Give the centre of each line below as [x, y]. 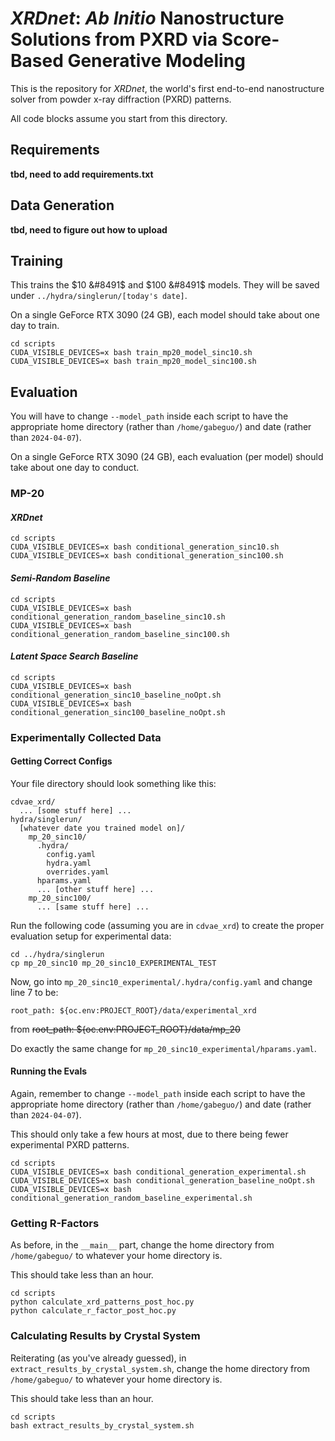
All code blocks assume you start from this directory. [119, 118]
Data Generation [62, 205]
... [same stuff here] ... [93, 907]
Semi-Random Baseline [60, 578]
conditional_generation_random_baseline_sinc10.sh [118, 617]
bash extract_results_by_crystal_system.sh [102, 1425]
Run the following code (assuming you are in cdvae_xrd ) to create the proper [167, 925]
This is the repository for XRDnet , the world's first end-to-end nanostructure [167, 88]
